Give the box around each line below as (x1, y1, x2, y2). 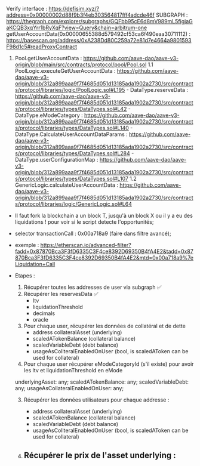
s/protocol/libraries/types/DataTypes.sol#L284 (14, 150, 130, 157)
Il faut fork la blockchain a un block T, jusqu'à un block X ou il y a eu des (14, 212, 193, 219)
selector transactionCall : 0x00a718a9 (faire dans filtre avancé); (14, 230, 171, 237)
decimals (32, 310, 56, 317)
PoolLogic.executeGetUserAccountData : (14, 67, 116, 74)
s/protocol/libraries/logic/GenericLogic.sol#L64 (14, 200, 133, 208)
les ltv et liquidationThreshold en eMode (23, 367, 123, 374)
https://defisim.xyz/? (48, 5, 100, 12)
